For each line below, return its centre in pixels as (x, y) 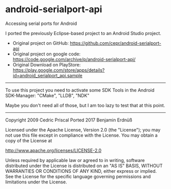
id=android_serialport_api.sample (48, 75)
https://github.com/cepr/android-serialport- (116, 43)
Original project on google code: (47, 54)
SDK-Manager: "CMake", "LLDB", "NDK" (48, 96)
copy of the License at (29, 140)
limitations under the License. (36, 182)
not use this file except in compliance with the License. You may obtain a (81, 135)
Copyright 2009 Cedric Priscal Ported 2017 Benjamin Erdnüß (69, 120)
